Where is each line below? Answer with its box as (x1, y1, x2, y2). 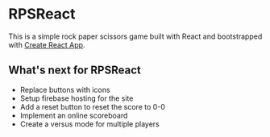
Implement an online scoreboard (19, 110, 128, 120)
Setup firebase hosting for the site (19, 93, 134, 103)
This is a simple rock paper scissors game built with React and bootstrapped (8, 31, 263, 41)
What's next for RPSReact (8, 64, 141, 77)
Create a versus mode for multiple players (19, 118, 160, 129)
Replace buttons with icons (19, 85, 110, 94)
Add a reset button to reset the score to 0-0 (19, 102, 165, 111)
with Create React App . (8, 39, 85, 49)
